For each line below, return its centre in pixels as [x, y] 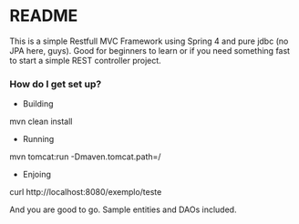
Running [38, 139]
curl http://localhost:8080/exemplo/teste [86, 192]
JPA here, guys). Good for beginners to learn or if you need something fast [149, 50]
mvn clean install [41, 122]
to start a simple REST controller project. [85, 60]
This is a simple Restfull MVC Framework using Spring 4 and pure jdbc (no [149, 41]
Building [38, 104]
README [44, 16]
